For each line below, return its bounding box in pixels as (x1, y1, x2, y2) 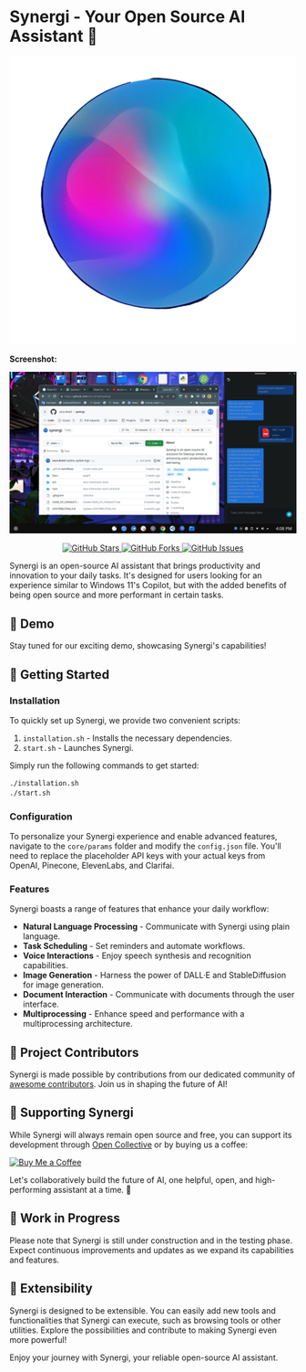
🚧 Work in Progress (9, 1210, 121, 1226)
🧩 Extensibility (9, 1281, 93, 1296)
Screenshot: (9, 354, 57, 364)
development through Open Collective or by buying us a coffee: (9, 1139, 249, 1150)
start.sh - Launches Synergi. (22, 742, 134, 753)
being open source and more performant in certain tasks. (9, 589, 225, 600)
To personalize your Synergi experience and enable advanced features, (9, 830, 278, 841)
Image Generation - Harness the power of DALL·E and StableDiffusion (22, 970, 287, 981)
